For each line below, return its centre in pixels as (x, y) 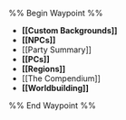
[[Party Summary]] (57, 50)
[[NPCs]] (39, 40)
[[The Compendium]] (61, 78)
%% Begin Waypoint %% (56, 13)
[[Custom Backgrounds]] (69, 30)
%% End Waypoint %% (52, 106)
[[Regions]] (44, 69)
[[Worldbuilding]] (55, 88)
